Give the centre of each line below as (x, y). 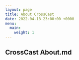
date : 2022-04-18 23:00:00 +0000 (40, 19)
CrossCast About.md (39, 52)
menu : (11, 23)
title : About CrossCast (30, 14)
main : (15, 28)
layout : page (19, 10)
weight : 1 (24, 32)
